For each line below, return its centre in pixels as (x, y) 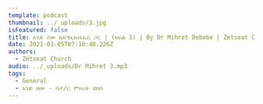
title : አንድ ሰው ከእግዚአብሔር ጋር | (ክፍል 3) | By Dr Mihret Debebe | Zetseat (128, 37)
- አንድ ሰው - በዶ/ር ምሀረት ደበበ (59, 88)
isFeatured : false (38, 30)
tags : (17, 74)
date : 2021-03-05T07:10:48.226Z (61, 45)
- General (31, 81)
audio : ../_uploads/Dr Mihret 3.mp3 (68, 66)
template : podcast (38, 15)
